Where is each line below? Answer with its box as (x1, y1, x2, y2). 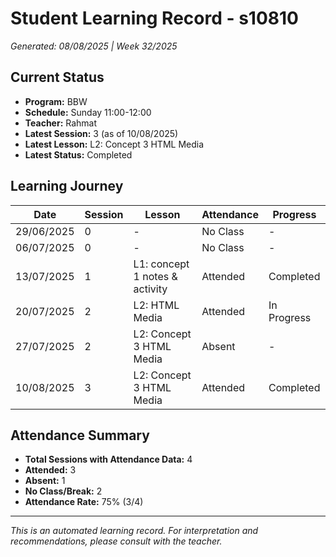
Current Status (10, 69, 105, 86)
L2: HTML (133, 298, 180, 312)
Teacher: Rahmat (24, 117, 98, 129)
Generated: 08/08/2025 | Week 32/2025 (10, 40, 178, 52)
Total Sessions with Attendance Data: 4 (24, 453, 193, 466)
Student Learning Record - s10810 (10, 7, 300, 30)
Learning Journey (10, 178, 124, 195)
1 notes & (133, 269, 178, 283)
